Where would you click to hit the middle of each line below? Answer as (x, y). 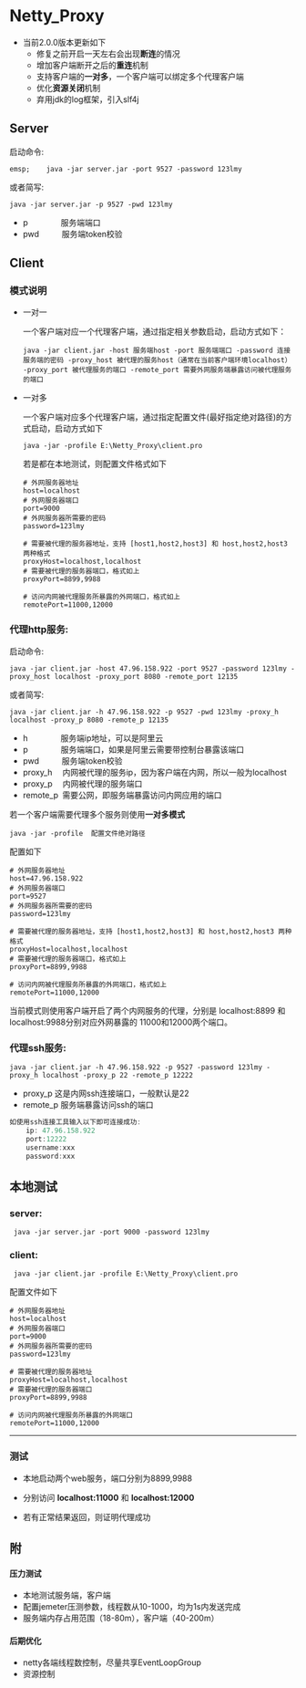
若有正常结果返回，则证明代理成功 (87, 1516)
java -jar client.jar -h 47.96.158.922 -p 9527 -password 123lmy (136, 1068)
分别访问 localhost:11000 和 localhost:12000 (108, 1497)
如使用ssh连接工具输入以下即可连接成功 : (75, 1122)
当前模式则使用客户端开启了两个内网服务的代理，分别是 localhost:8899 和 (148, 1010)
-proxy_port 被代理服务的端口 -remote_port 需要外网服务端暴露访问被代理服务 (157, 370)
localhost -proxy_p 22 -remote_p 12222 (118, 1076)
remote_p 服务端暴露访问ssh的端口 (88, 1105)
